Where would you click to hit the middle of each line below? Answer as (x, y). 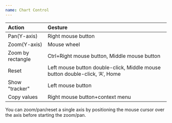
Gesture (58, 27)
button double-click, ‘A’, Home (84, 74)
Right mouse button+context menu (90, 97)
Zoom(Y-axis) (25, 44)
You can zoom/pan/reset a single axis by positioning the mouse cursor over (85, 109)
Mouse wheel (64, 44)
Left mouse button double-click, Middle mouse (104, 67)
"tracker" (19, 89)
